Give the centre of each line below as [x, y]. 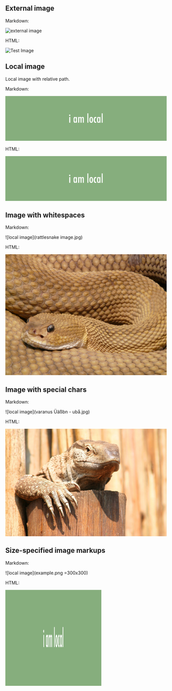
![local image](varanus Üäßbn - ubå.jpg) [48, 412]
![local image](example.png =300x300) [47, 573]
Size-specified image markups [56, 551]
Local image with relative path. [38, 79]
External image [30, 8]
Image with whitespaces [45, 215]
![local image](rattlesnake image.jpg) [44, 237]
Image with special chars [46, 389]
